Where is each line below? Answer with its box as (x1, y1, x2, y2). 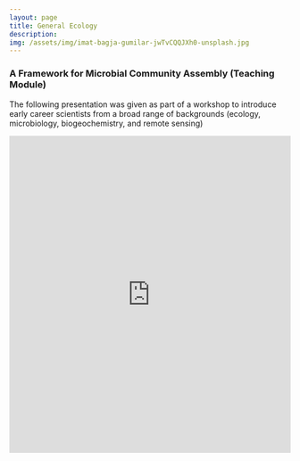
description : (9, 29, 58, 38)
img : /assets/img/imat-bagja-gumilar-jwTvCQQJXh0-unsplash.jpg (9, 37, 250, 47)
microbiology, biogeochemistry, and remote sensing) (9, 118, 204, 128)
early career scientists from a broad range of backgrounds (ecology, (9, 108, 262, 119)
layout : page (9, 12, 58, 22)
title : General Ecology (9, 21, 98, 30)
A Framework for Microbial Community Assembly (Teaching (9, 68, 275, 80)
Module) (9, 78, 46, 91)
